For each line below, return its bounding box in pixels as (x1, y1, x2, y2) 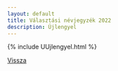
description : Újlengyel (7, 23, 77, 30)
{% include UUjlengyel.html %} (7, 43, 97, 51)
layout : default (7, 10, 55, 18)
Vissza (7, 56, 27, 65)
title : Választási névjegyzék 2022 (7, 17, 112, 24)
